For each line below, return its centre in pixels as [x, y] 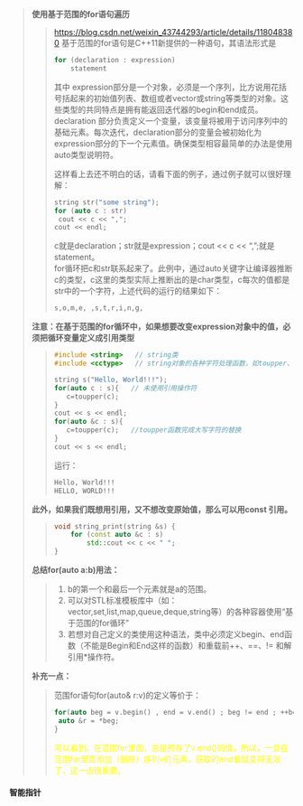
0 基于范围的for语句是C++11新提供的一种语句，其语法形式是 [165, 43]
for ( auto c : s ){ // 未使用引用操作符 [125, 388]
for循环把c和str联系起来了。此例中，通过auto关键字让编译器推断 [173, 268]
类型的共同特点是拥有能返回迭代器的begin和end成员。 [162, 109]
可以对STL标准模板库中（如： [122, 600]
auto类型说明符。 [86, 155]
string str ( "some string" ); [106, 202]
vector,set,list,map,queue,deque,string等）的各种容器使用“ [176, 612]
